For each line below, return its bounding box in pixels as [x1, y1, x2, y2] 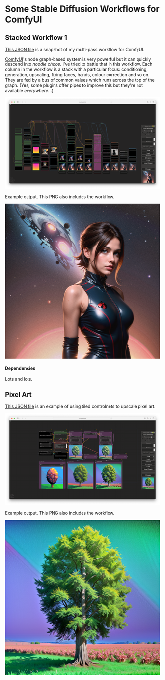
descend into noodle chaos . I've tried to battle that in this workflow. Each [5, 62, 153, 67]
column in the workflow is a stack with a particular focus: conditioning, [5, 66, 148, 72]
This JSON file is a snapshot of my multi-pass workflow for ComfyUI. [5, 47, 145, 52]
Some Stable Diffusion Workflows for [5, 3, 160, 15]
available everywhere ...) [5, 88, 54, 93]
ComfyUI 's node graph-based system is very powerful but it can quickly [5, 56, 151, 62]
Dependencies [5, 365, 36, 371]
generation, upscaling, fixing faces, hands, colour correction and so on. [5, 72, 150, 77]
